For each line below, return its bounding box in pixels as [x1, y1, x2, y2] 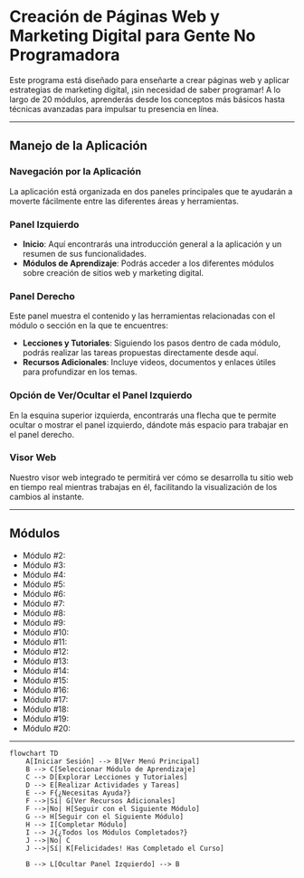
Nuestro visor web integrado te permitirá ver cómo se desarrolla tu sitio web [9, 472, 294, 483]
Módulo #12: [22, 646, 70, 656]
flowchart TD [9, 749, 59, 758]
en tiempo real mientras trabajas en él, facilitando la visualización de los [9, 481, 278, 492]
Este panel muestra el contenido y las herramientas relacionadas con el [9, 310, 276, 322]
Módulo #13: [22, 656, 70, 666]
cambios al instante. [9, 491, 84, 502]
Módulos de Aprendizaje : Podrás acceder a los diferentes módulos [22, 258, 274, 269]
